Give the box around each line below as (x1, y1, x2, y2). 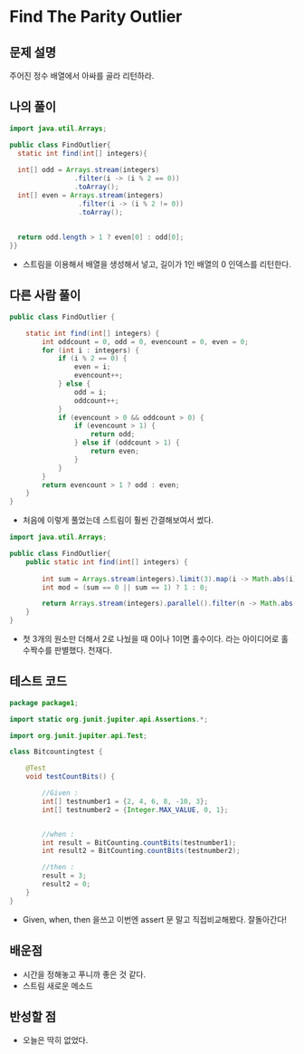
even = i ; (73, 362, 111, 372)
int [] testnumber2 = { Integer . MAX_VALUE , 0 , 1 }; (42, 805, 229, 814)
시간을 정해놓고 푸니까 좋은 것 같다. (22, 969, 147, 980)
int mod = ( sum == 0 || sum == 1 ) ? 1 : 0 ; (42, 582, 209, 592)
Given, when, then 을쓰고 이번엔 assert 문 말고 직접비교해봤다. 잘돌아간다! (22, 914, 288, 925)
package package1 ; (9, 698, 79, 707)
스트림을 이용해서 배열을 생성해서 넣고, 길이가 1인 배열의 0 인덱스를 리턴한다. (22, 259, 291, 270)
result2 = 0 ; (42, 880, 91, 889)
